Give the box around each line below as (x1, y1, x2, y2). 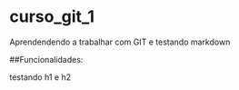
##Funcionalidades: (9, 54, 84, 65)
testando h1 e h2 (9, 71, 71, 83)
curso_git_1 (9, 6, 95, 27)
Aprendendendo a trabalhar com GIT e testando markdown (9, 36, 231, 47)
